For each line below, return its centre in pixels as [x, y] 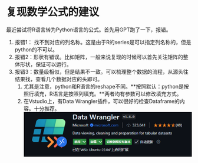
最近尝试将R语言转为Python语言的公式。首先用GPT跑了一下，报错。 [89, 30]
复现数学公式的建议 [53, 12]
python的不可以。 [36, 49]
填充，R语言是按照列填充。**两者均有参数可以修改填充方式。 [108, 94]
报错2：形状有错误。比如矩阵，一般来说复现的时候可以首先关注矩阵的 [99, 57]
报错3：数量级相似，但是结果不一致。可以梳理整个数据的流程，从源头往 [101, 71]
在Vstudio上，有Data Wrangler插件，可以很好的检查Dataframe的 [101, 101]
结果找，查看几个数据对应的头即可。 [59, 79]
